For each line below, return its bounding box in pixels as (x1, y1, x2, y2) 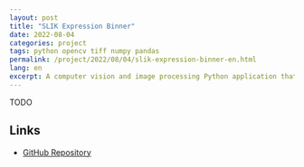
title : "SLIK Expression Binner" (9, 22, 136, 31)
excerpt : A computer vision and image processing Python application (9, 72, 278, 81)
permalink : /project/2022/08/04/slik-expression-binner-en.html (9, 55, 257, 64)
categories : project (9, 38, 88, 48)
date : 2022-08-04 (9, 30, 75, 39)
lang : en (9, 64, 43, 73)
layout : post (9, 13, 59, 23)
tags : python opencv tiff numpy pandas (9, 47, 160, 56)
